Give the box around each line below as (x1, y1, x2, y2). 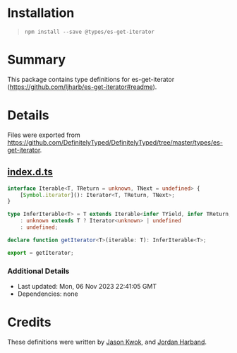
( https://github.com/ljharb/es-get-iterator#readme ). (7, 83, 157, 91)
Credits (7, 314, 51, 330)
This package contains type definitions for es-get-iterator (7, 75, 175, 83)
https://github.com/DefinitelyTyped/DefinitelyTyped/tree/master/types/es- (7, 138, 224, 146)
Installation (7, 5, 75, 21)
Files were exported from (7, 131, 80, 139)
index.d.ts (7, 166, 53, 178)
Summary (7, 52, 66, 68)
